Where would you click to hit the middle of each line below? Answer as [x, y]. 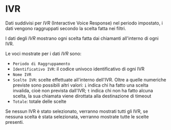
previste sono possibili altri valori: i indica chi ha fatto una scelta [81, 85]
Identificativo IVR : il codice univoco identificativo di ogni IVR [78, 69]
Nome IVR [22, 74]
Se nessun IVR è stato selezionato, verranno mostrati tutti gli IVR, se [77, 111]
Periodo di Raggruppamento [41, 64]
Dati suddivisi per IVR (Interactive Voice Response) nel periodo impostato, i [84, 23]
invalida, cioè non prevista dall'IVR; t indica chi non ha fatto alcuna [83, 90]
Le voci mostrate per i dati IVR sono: [43, 54]
